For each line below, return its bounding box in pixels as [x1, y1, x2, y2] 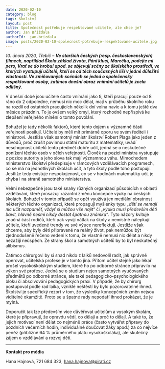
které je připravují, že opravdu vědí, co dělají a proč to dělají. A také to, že [5, 314, 154, 319]
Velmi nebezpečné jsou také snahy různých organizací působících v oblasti [5, 185, 157, 191]
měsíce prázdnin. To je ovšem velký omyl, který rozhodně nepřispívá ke [5, 109, 150, 115]
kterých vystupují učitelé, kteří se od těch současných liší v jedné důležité [5, 68, 160, 74]
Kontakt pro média [5, 349, 44, 355]
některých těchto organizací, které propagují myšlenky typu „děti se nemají [5, 201, 157, 207]
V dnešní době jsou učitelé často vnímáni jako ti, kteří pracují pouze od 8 [5, 93, 152, 99]
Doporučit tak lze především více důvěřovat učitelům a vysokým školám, [5, 309, 152, 315]
